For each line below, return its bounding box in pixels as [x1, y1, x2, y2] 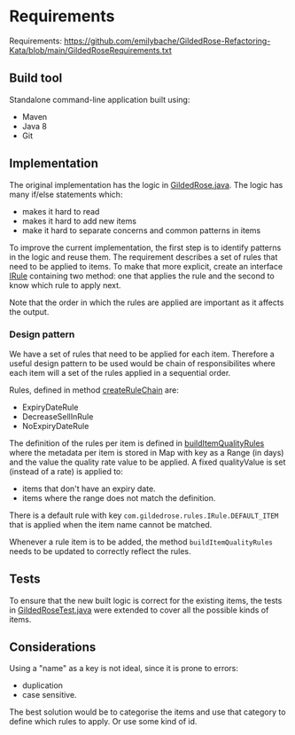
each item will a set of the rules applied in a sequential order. [9, 367, 231, 378]
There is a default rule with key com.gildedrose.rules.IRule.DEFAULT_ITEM [9, 510, 279, 520]
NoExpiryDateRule [21, 420, 89, 431]
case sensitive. [21, 690, 77, 700]
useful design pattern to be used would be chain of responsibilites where [9, 357, 276, 369]
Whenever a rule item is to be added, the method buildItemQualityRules [9, 536, 273, 547]
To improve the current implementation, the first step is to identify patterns [9, 242, 282, 253]
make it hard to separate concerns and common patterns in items [21, 224, 261, 236]
